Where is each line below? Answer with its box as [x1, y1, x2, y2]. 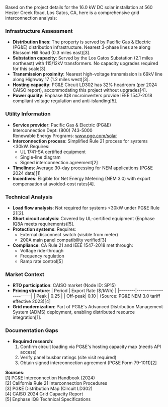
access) [20, 349, 37, 355]
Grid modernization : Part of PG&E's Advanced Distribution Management [12, 304, 163, 310]
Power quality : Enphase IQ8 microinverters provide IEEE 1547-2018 [12, 93, 152, 99]
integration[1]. [12, 314, 42, 320]
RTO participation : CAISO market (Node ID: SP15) [12, 282, 116, 289]
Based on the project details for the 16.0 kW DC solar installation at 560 [5, 5, 153, 10]
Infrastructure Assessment [5, 27, 73, 34]
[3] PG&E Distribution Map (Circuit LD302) [5, 385, 93, 392]
